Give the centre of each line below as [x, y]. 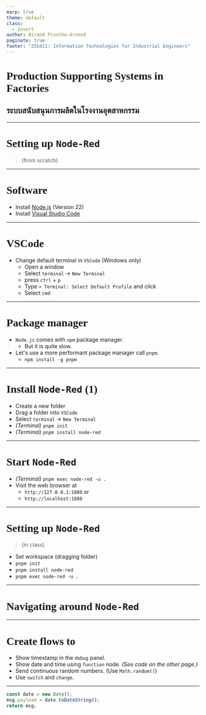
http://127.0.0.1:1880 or [57, 492]
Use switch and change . [45, 678]
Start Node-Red [41, 461]
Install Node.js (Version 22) [49, 207]
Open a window [44, 267]
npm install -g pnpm [51, 359]
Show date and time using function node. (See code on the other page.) [106, 664]
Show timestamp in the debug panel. [60, 658]
